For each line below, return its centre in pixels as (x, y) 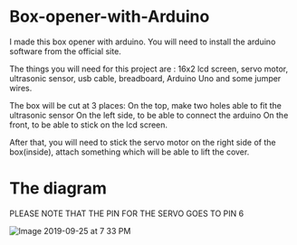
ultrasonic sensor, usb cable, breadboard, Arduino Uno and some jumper (145, 78)
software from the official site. (66, 51)
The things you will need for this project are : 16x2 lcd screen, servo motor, (148, 69)
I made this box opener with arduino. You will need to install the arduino (143, 42)
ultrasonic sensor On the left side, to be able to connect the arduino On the (149, 115)
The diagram (58, 188)
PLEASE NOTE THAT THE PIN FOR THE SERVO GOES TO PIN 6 (127, 213)
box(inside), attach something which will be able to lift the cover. (129, 152)
